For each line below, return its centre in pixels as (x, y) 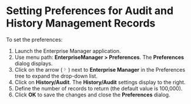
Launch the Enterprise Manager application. (68, 51)
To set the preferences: (34, 39)
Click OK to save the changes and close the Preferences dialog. (92, 95)
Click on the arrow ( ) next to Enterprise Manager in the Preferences (100, 69)
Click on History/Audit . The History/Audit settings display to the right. (100, 82)
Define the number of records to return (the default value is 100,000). (98, 88)
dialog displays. (33, 63)
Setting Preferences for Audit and (90, 11)
